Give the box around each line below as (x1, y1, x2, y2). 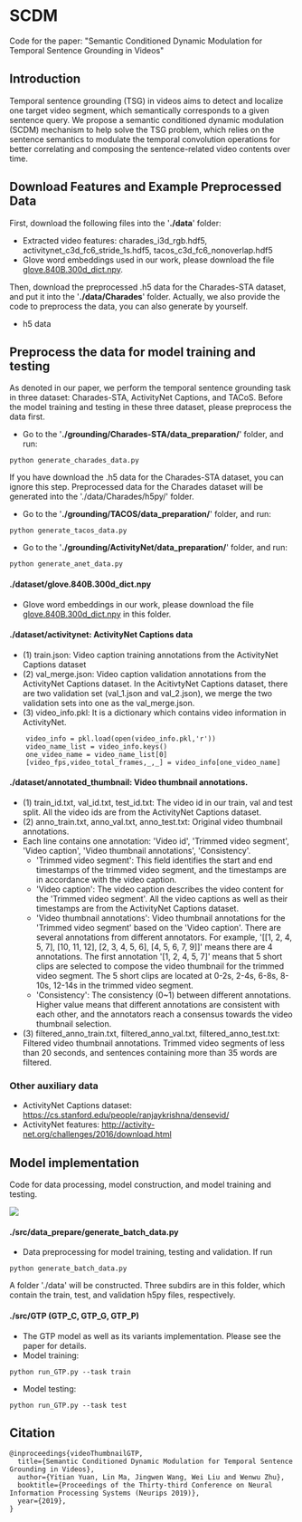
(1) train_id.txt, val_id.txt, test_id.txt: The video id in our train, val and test (22, 797, 294, 808)
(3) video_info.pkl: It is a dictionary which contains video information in (22, 707, 287, 718)
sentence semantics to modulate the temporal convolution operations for (9, 133, 280, 145)
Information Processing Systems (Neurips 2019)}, (9, 1488, 201, 1498)
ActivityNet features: (22, 1119, 100, 1130)
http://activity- (101, 1119, 156, 1130)
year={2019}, (17, 1497, 67, 1506)
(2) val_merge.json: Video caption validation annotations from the (22, 668, 267, 679)
